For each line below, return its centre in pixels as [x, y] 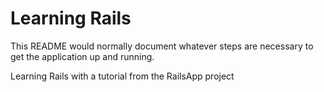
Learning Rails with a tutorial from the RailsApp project [122, 76]
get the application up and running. [82, 56]
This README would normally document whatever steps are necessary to [162, 46]
